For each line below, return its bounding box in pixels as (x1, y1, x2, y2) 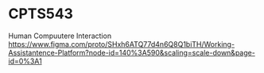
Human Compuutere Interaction (8, 31, 112, 40)
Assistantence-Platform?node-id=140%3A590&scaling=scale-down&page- (8, 48, 256, 57)
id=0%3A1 (8, 56, 42, 66)
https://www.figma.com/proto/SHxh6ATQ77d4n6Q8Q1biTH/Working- (8, 39, 235, 48)
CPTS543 (8, 5, 74, 23)
